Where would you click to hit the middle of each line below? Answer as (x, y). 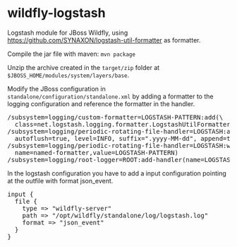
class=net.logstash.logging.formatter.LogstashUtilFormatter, (124, 124)
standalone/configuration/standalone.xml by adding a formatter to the (110, 96)
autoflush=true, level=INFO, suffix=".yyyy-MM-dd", (106, 138)
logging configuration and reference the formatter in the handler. (101, 103)
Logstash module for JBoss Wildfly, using (68, 33)
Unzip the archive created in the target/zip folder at (84, 67)
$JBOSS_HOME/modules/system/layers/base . (68, 75)
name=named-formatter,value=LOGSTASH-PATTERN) (96, 153)
